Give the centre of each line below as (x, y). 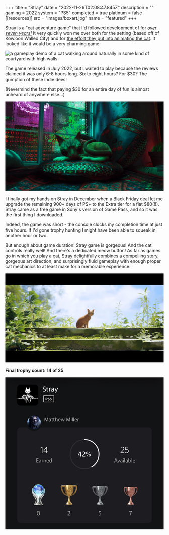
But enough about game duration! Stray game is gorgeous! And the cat (78, 245)
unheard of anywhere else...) (35, 94)
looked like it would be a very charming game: (53, 44)
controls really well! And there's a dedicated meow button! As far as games (83, 250)
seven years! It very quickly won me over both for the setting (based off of (82, 33)
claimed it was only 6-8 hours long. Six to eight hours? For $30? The (76, 74)
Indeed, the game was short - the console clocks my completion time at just (84, 224)
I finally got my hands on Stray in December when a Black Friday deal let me (84, 199)
